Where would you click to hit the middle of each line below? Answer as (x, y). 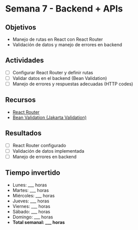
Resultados (23, 133)
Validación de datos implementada (48, 151)
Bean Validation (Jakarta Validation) (50, 117)
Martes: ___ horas (31, 190)
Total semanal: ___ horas (39, 222)
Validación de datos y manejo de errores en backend (67, 45)
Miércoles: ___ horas (33, 195)
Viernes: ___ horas (31, 206)
